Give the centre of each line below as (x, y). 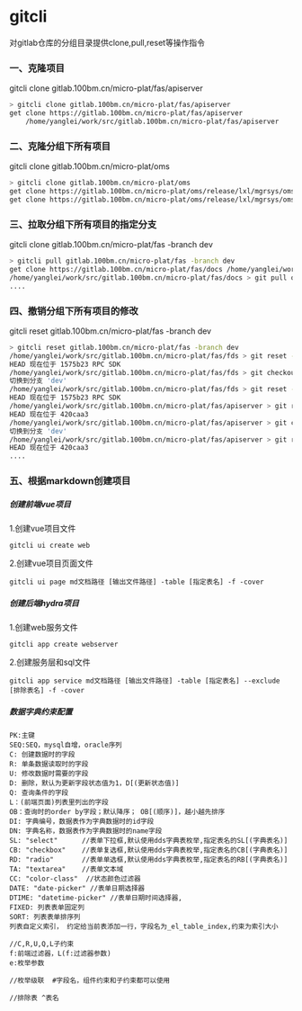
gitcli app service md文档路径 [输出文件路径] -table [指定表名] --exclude (145, 681)
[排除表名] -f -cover (47, 690)
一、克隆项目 (37, 67)
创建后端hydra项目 (44, 603)
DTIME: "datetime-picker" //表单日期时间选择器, (96, 898)
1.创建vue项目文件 (43, 529)
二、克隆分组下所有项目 (60, 146)
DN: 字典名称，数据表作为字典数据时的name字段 (86, 831)
